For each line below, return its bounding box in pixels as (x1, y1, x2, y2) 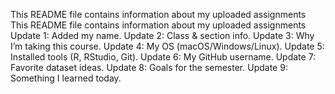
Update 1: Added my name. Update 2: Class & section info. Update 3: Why (10, 30, 315, 41)
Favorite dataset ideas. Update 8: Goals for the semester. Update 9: (10, 62, 288, 73)
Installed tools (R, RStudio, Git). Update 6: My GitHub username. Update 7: (10, 51, 317, 63)
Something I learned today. (10, 72, 122, 84)
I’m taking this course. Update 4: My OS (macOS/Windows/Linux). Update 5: (10, 40, 325, 52)
